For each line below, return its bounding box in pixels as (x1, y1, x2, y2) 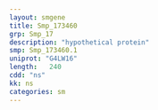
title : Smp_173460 (9, 21, 78, 30)
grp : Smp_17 (9, 29, 54, 38)
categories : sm (9, 87, 66, 96)
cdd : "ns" (9, 71, 46, 80)
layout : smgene (9, 12, 66, 22)
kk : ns (9, 79, 34, 88)
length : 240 (9, 63, 62, 72)
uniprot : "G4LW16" (9, 54, 78, 63)
